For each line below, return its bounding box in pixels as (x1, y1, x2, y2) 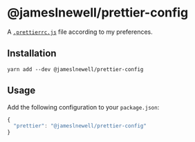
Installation (7, 48, 57, 59)
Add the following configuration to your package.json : (7, 103, 160, 111)
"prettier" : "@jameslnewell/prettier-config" (13, 123, 147, 130)
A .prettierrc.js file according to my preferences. (7, 28, 154, 36)
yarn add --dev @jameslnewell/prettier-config (7, 65, 144, 73)
